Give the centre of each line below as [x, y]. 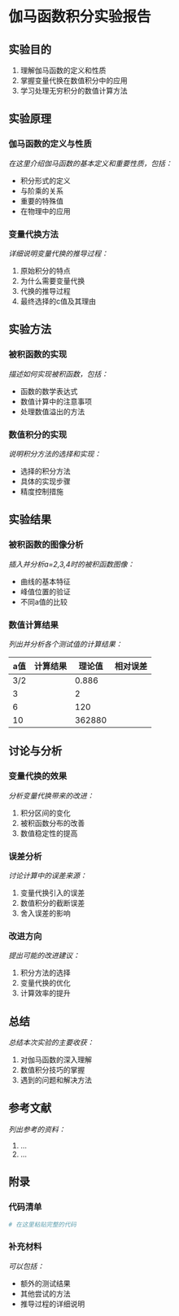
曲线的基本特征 [45, 581]
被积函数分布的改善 [52, 823]
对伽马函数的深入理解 [56, 1060]
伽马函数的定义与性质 [50, 144]
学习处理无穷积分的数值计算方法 [74, 91]
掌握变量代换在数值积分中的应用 [74, 81]
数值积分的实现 [38, 435]
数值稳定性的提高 [49, 833]
